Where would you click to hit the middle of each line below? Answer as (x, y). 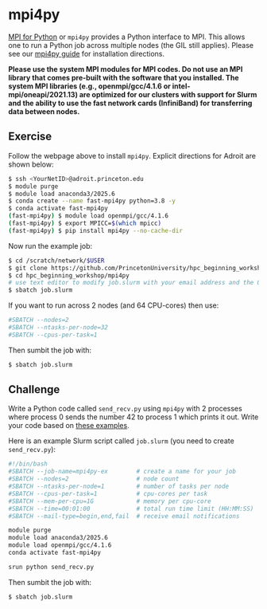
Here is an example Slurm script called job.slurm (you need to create (121, 441)
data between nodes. (44, 111)
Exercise (30, 137)
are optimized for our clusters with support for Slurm (168, 94)
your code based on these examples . (69, 426)
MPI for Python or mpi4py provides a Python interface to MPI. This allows (127, 37)
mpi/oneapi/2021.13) (43, 94)
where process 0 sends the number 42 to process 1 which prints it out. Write (133, 417)
